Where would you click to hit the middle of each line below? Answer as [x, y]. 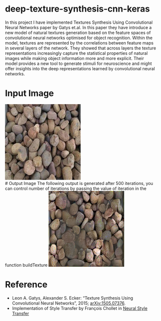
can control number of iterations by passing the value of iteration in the [76, 188]
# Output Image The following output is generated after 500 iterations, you [79, 183]
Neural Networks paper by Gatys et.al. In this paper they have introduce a [78, 27]
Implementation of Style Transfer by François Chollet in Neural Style [80, 308]
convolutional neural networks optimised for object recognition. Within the [79, 38]
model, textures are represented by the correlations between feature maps [79, 43]
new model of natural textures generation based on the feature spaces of [78, 32]
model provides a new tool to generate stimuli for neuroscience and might [79, 63]
